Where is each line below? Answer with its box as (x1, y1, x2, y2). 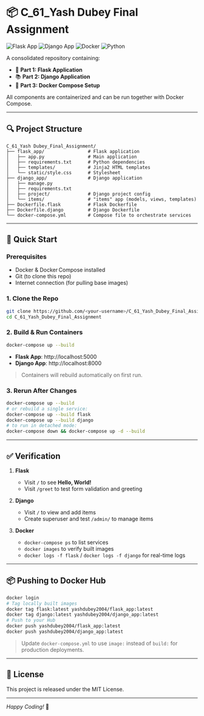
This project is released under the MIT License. (6, 685, 124, 693)
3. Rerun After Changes (6, 386, 77, 395)
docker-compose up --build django (6, 417, 94, 423)
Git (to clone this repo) (15, 273, 72, 280)
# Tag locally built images (6, 600, 78, 607)
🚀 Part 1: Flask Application (15, 66, 83, 73)
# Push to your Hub (6, 618, 56, 624)
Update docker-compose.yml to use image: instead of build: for (21, 639, 178, 647)
